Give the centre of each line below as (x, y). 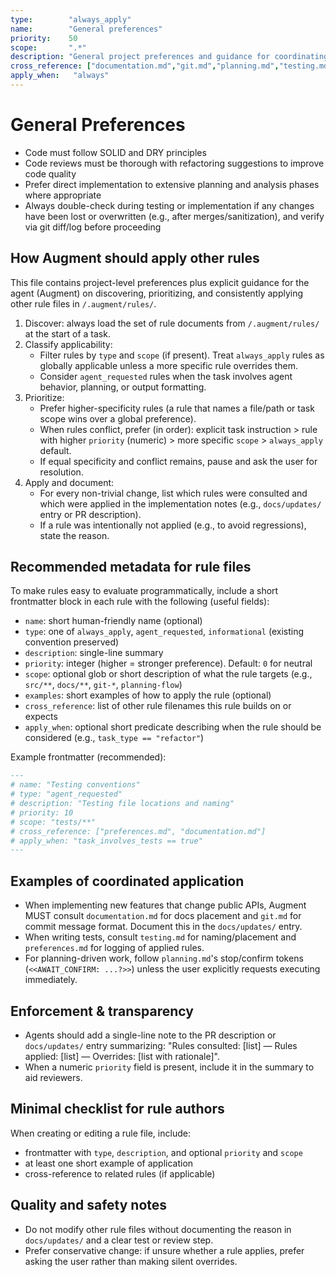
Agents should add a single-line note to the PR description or (150, 1035)
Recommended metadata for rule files (131, 567)
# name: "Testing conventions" (75, 785)
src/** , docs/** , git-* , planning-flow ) (103, 685)
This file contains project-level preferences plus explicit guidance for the (160, 282)
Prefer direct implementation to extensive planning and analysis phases (172, 184)
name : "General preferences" (86, 29)
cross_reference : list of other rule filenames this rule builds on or (158, 706)
